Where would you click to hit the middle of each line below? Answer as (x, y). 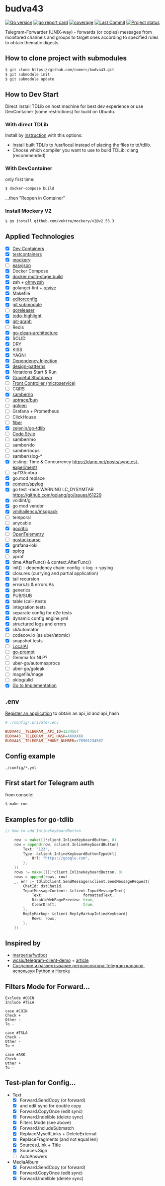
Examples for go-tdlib (40, 819)
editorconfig (25, 299)
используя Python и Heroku (41, 971)
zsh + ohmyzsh (28, 282)
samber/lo (23, 394)
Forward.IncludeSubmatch (47, 1128)
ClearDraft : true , (63, 905)
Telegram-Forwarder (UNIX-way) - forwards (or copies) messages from (79, 32)
